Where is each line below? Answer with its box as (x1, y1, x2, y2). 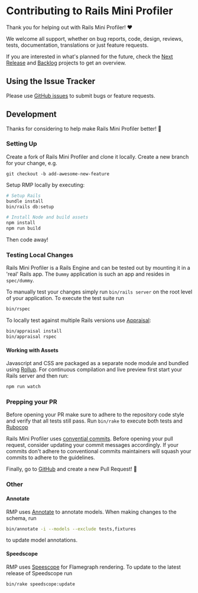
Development (6, 109, 57, 120)
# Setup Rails (6, 192, 41, 199)
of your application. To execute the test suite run (6, 295, 124, 302)
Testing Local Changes (6, 251, 74, 259)
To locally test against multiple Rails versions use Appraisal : (6, 317, 151, 324)
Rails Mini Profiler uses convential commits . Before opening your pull (6, 435, 173, 442)
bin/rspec (6, 306, 31, 312)
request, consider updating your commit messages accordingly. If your (6, 441, 179, 449)
